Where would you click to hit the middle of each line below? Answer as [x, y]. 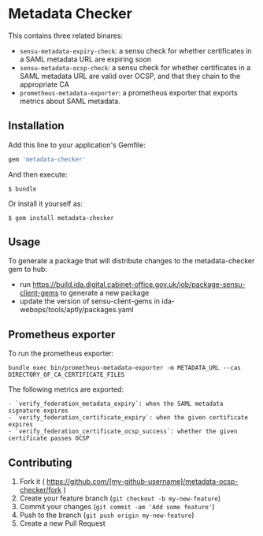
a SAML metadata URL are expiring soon [85, 59]
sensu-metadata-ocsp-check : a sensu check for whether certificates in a [135, 67]
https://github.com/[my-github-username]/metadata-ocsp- [142, 482]
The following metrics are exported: [66, 389]
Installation [36, 126]
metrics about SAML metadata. [70, 101]
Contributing [40, 462]
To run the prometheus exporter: [61, 354]
